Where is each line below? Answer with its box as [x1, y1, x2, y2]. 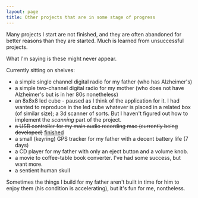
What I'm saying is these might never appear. [6, 55, 117, 62]
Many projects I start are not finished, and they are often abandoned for [6, 30, 182, 38]
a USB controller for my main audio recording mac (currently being [14, 122, 178, 129]
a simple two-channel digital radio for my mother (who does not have [14, 84, 184, 91]
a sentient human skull [14, 166, 70, 174]
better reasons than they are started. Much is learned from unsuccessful [6, 37, 184, 44]
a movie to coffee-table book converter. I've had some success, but [14, 154, 181, 161]
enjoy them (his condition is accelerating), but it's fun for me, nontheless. [6, 184, 186, 191]
